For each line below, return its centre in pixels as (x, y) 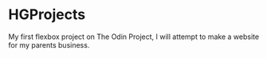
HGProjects (47, 15)
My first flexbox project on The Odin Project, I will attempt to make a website (134, 37)
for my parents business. (49, 44)
